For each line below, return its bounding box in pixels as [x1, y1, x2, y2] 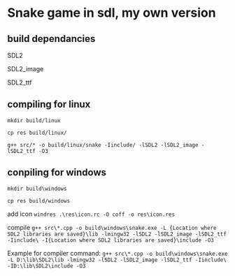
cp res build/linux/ [7, 129, 68, 136]
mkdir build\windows [7, 185, 68, 192]
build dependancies [7, 33, 96, 45]
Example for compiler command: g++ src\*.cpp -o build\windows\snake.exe [7, 249, 228, 257]
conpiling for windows [7, 166, 107, 179]
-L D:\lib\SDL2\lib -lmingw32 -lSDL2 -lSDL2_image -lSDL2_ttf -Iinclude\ [7, 256, 227, 263]
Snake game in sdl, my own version [7, 5, 216, 21]
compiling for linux [7, 99, 91, 110]
